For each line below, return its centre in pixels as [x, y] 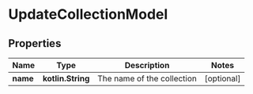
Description [147, 65]
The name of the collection [147, 78]
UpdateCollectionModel [88, 14]
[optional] [223, 78]
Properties [35, 43]
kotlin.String [66, 78]
